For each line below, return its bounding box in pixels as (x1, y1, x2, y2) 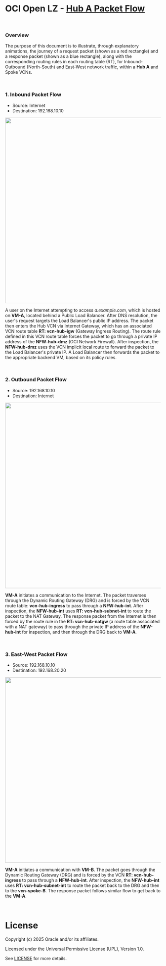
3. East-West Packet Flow (5, 651, 68, 658)
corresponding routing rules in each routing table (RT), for (5, 59, 124, 65)
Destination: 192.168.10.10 (12, 107, 64, 114)
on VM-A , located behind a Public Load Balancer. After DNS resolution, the (5, 312, 158, 318)
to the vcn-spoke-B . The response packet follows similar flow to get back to (5, 888, 161, 894)
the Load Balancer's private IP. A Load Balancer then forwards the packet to (5, 349, 160, 355)
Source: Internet (12, 102, 45, 108)
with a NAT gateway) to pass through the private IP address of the (5, 624, 140, 630)
